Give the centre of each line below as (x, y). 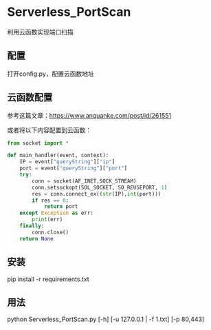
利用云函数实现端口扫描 (40, 32)
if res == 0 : (51, 200)
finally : (32, 226)
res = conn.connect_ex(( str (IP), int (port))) (97, 194)
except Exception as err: (57, 213)
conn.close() (51, 232)
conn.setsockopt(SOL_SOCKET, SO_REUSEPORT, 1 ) (100, 187)
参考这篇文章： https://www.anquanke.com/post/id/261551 (89, 115)
